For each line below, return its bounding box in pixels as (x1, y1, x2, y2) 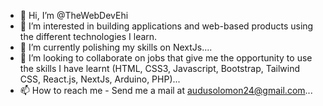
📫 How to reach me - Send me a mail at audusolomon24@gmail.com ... (19, 85, 313, 96)
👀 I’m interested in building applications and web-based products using (19, 20, 314, 32)
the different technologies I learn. (19, 31, 158, 42)
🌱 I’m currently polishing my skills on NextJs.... (19, 41, 213, 53)
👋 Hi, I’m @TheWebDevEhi (19, 10, 129, 21)
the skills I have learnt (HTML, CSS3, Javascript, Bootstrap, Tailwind (19, 63, 301, 74)
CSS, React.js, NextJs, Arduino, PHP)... (19, 73, 181, 85)
